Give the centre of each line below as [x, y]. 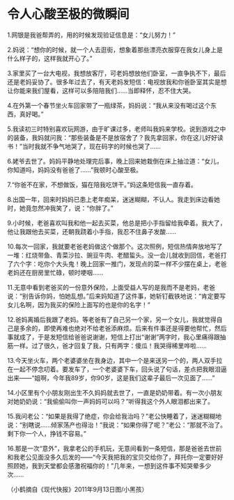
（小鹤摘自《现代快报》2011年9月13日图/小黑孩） [78, 489]
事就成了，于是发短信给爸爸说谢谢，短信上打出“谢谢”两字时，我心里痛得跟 [114, 337]
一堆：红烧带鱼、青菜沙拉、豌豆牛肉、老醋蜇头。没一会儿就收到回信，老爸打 [117, 255]
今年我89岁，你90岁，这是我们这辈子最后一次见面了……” [134, 377]
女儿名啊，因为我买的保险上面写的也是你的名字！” [79, 304]
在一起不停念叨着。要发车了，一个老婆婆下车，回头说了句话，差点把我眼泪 [114, 369]
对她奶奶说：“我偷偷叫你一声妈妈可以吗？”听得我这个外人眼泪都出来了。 [111, 401]
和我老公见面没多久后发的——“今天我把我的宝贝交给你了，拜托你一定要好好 [116, 457]
